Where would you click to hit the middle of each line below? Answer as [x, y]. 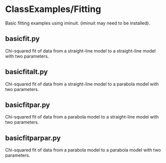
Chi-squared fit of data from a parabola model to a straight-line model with [82, 117]
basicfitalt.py [26, 72]
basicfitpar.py [27, 105]
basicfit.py [22, 39]
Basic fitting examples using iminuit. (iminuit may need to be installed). [78, 23]
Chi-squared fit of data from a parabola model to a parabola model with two [83, 150]
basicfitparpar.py [33, 138]
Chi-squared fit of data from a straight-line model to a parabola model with [82, 84]
